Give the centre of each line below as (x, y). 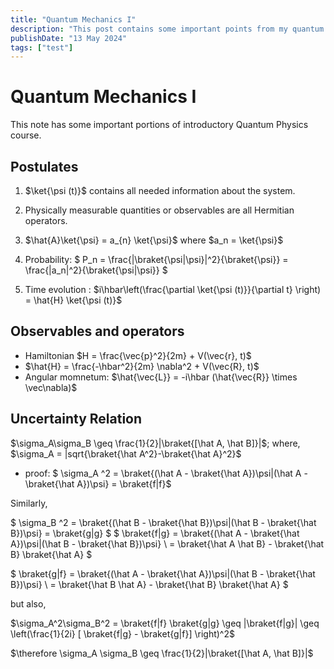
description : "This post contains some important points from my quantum (167, 29)
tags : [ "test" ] (42, 47)
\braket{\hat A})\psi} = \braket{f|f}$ (98, 483)
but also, (28, 603)
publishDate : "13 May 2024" (69, 38)
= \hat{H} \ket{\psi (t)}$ (73, 300)
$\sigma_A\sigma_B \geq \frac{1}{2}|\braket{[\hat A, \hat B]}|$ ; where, (155, 443)
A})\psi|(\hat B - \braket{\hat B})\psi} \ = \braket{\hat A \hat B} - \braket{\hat (167, 543)
